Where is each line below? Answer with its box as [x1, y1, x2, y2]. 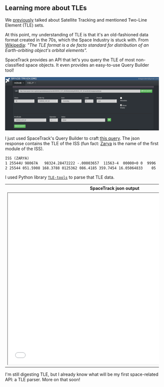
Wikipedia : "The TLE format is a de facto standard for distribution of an [5, 42, 149, 48]
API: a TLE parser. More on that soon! [5, 377, 81, 383]
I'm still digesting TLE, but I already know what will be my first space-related [5, 371, 159, 377]
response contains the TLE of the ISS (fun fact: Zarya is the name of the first [5, 141, 159, 147]
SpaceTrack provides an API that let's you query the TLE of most [5, 56, 135, 63]
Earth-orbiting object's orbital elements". [5, 47, 87, 53]
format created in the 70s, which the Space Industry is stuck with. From [5, 37, 149, 43]
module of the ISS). [5, 146, 44, 152]
